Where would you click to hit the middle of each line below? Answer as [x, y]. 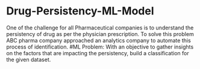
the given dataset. [29, 59]
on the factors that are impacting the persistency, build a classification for [98, 53]
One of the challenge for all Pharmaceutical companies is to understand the [100, 28]
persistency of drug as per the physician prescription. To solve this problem [100, 34]
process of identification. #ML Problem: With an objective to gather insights [100, 47]
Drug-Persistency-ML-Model [80, 11]
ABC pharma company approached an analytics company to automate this [98, 40]
